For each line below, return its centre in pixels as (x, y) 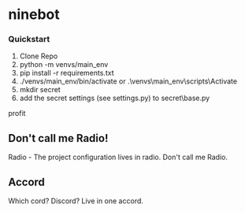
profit (17, 113)
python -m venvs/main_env (64, 65)
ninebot (34, 15)
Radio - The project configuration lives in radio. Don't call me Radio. (118, 157)
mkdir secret (40, 90)
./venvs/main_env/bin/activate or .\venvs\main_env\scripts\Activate (128, 81)
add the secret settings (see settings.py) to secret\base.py (115, 98)
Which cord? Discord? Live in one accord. (76, 201)
